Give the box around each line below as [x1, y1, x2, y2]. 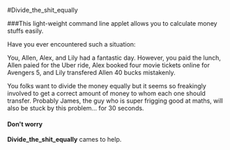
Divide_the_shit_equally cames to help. [7, 135, 122, 144]
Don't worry [7, 119, 43, 128]
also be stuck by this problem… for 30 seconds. [7, 104, 144, 112]
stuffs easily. [7, 27, 44, 35]
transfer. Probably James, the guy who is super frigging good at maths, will [7, 97, 223, 105]
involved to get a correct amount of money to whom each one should [7, 90, 206, 97]
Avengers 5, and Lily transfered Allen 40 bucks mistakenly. [7, 69, 176, 76]
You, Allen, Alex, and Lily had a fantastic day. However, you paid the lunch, [7, 53, 222, 62]
